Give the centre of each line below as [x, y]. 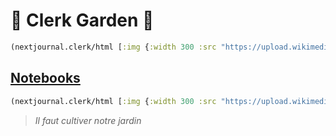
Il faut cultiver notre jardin [88, 120]
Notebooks [45, 78]
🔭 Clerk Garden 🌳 [82, 20]
